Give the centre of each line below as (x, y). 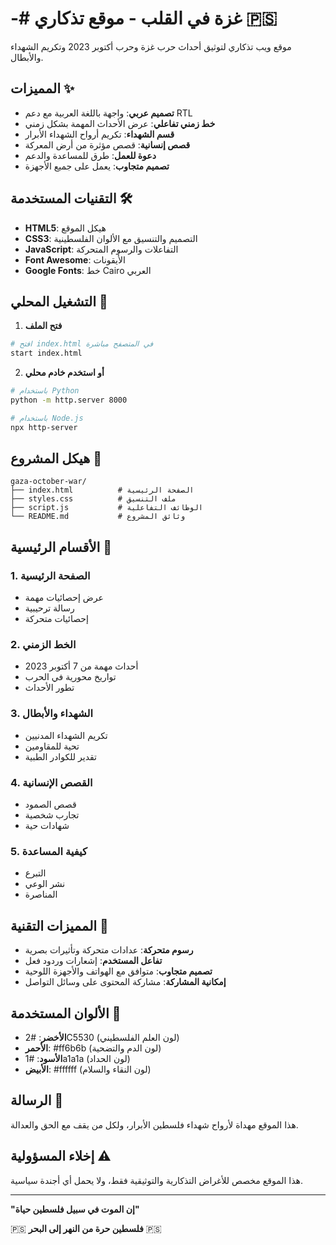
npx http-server (44, 427)
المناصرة (41, 894)
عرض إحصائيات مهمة (64, 598)
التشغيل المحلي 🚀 (59, 301)
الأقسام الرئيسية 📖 (61, 547)
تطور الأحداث (49, 688)
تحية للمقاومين (52, 746)
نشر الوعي (45, 884)
